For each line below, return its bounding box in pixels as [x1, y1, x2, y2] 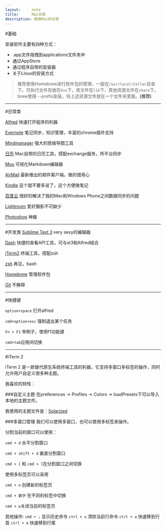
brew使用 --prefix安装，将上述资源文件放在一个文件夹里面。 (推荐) [17, 93, 152, 99]
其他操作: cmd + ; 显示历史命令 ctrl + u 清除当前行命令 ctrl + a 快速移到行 [5, 514, 160, 520]
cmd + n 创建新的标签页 [5, 482, 53, 488]
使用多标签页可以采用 [5, 471, 48, 477]
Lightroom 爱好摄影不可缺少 [5, 203, 62, 209]
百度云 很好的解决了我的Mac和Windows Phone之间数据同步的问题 [5, 193, 139, 199]
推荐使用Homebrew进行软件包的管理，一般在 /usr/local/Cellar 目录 [17, 81, 156, 87]
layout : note [5, 7, 41, 12]
